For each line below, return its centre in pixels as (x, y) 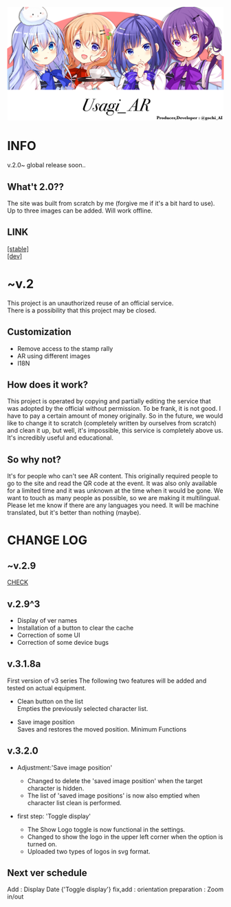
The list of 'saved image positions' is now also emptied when (114, 796)
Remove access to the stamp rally (65, 348)
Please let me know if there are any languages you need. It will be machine (113, 505)
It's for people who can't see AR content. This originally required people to (113, 476)
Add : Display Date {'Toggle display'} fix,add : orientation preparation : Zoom (115, 889)
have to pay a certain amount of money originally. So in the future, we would (115, 416)
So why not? (34, 459)
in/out (15, 897)
